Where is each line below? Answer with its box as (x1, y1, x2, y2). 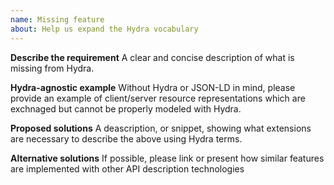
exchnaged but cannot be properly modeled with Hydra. (10, 102, 242, 115)
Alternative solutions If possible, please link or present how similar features (10, 152, 325, 164)
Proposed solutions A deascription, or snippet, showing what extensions (10, 122, 312, 134)
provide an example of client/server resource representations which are (10, 92, 306, 104)
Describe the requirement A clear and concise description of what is (10, 51, 295, 63)
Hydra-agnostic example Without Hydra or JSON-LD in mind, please (10, 81, 296, 93)
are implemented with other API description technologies (10, 162, 245, 175)
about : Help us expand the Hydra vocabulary (10, 24, 199, 34)
